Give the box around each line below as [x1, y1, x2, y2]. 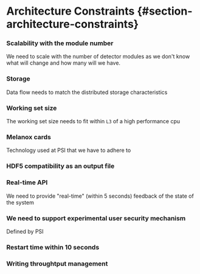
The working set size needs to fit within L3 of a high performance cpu [6, 118, 181, 125]
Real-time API [6, 178, 48, 187]
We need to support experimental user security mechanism [6, 214, 186, 222]
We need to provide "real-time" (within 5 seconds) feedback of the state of [6, 192, 195, 200]
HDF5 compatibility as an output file [6, 162, 115, 170]
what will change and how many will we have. [6, 59, 120, 67]
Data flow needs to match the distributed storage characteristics [6, 88, 168, 96]
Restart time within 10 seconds [6, 243, 100, 251]
